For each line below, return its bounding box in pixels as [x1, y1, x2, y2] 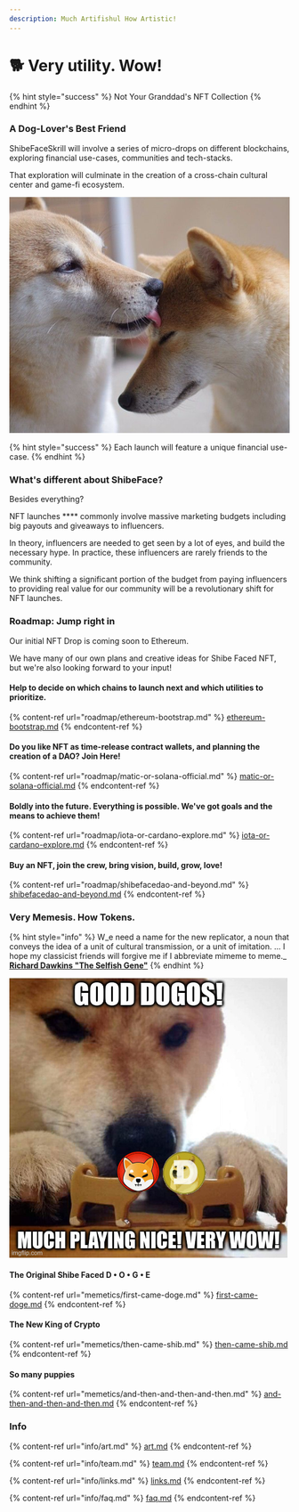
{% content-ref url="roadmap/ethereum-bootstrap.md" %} [9, 711, 225, 722]
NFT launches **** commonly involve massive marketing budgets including [9, 511, 287, 522]
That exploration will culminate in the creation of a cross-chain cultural [9, 169, 269, 180]
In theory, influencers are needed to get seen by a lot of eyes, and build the [9, 538, 286, 549]
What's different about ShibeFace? [9, 473, 164, 485]
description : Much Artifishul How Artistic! [9, 14, 177, 23]
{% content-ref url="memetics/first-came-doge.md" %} [9, 1289, 215, 1300]
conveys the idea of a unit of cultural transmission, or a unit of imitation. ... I [9, 940, 286, 952]
